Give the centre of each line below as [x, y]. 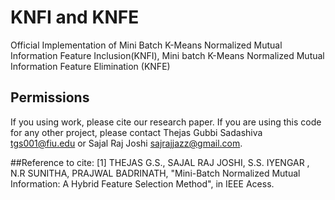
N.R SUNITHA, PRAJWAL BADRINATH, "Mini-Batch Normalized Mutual [155, 173]
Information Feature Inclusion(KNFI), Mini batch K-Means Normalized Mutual [167, 55]
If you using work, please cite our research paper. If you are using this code [166, 122]
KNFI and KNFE [75, 17]
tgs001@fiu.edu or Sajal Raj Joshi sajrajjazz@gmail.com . [126, 143]
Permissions [50, 97]
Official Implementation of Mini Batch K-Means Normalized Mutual [146, 45]
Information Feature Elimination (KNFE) [90, 66]
